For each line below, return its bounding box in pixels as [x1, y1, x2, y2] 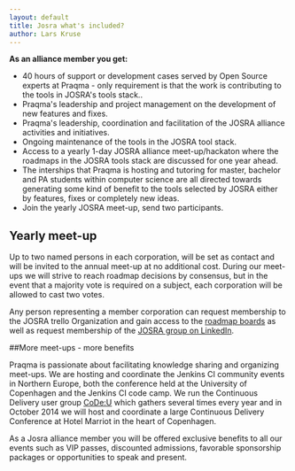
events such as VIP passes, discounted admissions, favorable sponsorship [9, 443, 282, 453]
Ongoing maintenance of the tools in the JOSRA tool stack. [21, 136, 237, 147]
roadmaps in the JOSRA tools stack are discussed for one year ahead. [21, 156, 279, 166]
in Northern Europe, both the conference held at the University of [9, 378, 248, 390]
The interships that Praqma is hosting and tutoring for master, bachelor [21, 165, 282, 175]
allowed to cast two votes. [9, 290, 105, 300]
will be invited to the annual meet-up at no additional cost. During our [9, 261, 262, 272]
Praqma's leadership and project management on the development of [21, 99, 276, 110]
